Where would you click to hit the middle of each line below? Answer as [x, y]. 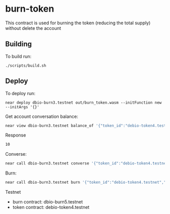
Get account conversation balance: [42, 116]
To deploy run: [20, 93]
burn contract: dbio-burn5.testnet [48, 202]
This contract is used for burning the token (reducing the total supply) [78, 23]
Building [18, 44]
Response [16, 135]
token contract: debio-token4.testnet [51, 207]
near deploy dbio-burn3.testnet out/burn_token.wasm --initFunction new [83, 102]
